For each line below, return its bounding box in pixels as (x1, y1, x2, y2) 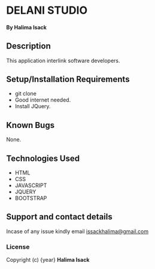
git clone (14, 90, 37, 97)
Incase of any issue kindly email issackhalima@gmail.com (6, 228, 148, 235)
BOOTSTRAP (14, 195, 47, 202)
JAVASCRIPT (14, 182, 47, 189)
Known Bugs (6, 120, 55, 130)
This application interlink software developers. (6, 57, 120, 64)
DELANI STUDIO (6, 4, 88, 17)
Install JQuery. (14, 103, 51, 110)
